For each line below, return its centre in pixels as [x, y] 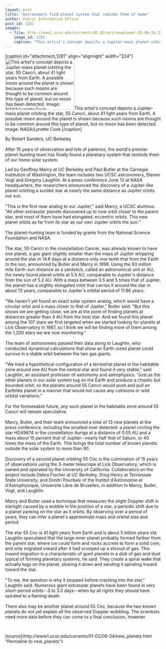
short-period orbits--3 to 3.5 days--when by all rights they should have [77, 591]
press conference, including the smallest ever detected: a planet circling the [83, 427]
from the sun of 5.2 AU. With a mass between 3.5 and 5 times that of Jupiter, [83, 280]
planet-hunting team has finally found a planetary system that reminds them [82, 155]
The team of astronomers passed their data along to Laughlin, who [73, 343]
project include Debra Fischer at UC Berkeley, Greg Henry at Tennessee [78, 475]
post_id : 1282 [20, 24]
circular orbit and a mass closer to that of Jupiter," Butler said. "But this [77, 306]
